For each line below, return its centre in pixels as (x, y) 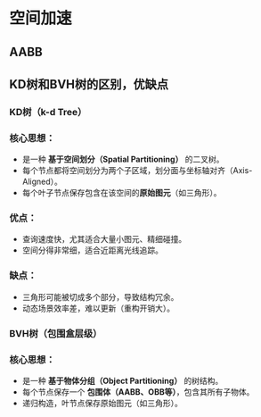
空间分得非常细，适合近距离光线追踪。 (92, 250)
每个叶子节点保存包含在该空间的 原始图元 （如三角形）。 (122, 193)
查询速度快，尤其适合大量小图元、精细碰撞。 (104, 239)
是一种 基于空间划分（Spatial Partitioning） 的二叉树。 (123, 159)
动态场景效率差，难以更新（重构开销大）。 (98, 308)
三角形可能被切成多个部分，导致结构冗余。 (100, 296)
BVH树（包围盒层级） (56, 333)
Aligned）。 (42, 182)
